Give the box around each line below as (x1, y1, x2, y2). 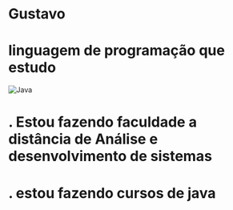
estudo (8, 59, 56, 77)
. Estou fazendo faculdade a (8, 113, 198, 131)
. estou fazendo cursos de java (8, 184, 216, 202)
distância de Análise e (8, 130, 159, 148)
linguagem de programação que (8, 42, 226, 60)
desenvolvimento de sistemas (8, 147, 212, 165)
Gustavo (8, 5, 66, 23)
